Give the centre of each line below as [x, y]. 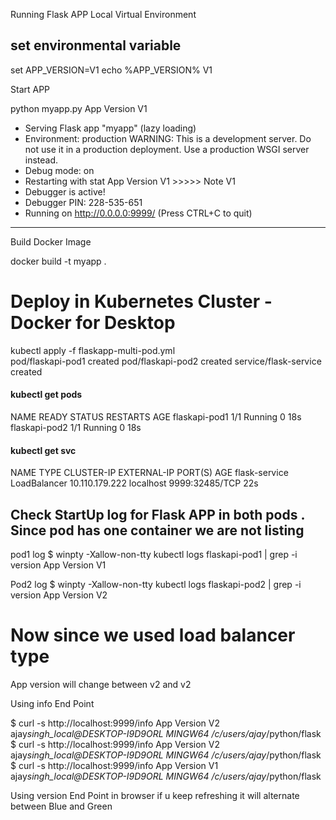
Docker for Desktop [93, 323]
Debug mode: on [59, 170]
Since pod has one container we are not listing [157, 530]
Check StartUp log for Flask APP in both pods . [157, 514]
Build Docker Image [51, 241]
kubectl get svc [43, 450]
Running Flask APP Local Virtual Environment [103, 14]
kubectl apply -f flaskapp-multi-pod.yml [93, 350]
